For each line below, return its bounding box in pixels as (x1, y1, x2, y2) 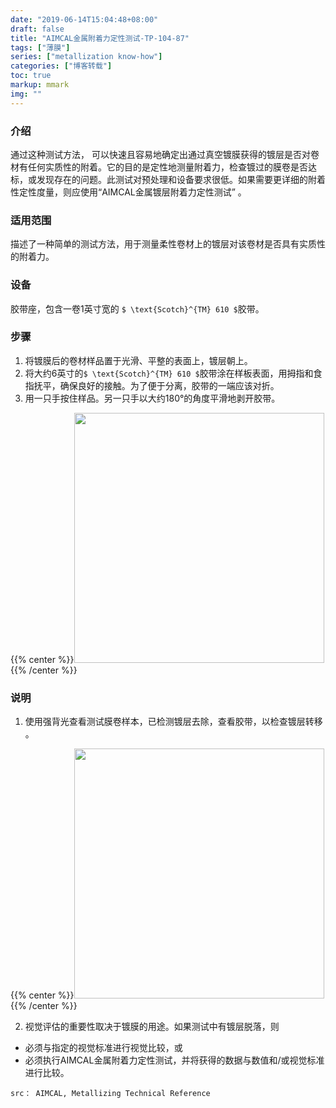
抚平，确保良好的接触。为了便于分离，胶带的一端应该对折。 (33, 379, 280, 391)
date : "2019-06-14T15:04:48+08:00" (10, 14, 159, 25)
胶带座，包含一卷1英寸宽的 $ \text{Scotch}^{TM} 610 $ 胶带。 (10, 302, 265, 315)
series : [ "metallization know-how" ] (10, 52, 163, 62)
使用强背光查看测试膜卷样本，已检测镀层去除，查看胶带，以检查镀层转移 (24, 716, 323, 728)
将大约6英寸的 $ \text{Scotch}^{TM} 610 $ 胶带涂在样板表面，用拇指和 (24, 367, 314, 379)
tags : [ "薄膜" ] (10, 42, 71, 53)
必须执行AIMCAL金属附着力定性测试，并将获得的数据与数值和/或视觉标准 (24, 1054, 325, 1066)
